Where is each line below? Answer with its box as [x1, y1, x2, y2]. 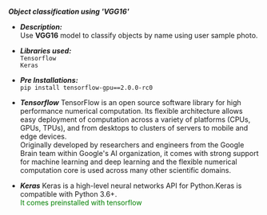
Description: [19, 22, 62, 31]
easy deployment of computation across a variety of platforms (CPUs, [19, 115, 251, 124]
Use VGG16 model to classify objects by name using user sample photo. [19, 31, 258, 40]
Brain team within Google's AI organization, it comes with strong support [19, 149, 259, 158]
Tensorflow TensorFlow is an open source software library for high [19, 98, 241, 107]
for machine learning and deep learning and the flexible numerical [19, 157, 237, 166]
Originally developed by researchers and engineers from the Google [19, 140, 245, 150]
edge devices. [19, 131, 67, 141]
